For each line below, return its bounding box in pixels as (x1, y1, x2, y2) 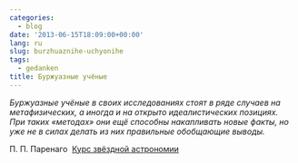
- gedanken (17, 64, 59, 73)
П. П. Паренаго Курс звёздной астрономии (9, 143, 180, 154)
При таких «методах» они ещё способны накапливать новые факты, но (9, 116, 289, 127)
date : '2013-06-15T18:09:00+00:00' (9, 30, 144, 39)
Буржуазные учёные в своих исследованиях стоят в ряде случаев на (9, 97, 282, 108)
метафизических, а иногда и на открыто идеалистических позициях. (9, 106, 279, 118)
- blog (17, 22, 43, 31)
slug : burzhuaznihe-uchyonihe (9, 47, 124, 56)
